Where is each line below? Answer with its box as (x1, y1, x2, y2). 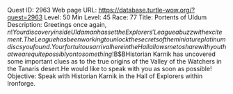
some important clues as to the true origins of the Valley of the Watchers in (7, 57, 222, 65)
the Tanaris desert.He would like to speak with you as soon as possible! (7, 65, 212, 73)
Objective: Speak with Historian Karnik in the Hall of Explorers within (7, 72, 203, 80)
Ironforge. (7, 79, 36, 87)
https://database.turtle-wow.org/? (98, 6, 195, 14)
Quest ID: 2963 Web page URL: (7, 6, 97, 14)
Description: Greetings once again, (7, 21, 107, 28)
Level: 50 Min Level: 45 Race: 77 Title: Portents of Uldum (44, 13, 207, 21)
